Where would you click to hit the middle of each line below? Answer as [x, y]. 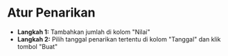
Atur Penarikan [51, 13]
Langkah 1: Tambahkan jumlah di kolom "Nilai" [84, 32]
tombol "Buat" [37, 46]
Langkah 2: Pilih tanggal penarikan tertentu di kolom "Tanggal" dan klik [119, 39]
